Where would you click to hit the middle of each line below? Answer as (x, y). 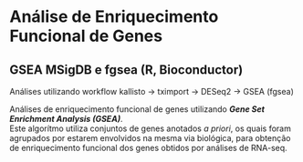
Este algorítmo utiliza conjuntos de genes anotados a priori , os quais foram (151, 128)
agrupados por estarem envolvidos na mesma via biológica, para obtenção (150, 138)
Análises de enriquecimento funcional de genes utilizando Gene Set (137, 109)
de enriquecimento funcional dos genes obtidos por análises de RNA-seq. (148, 148)
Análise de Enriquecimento (114, 17)
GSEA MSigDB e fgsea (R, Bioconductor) (126, 70)
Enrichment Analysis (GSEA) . (66, 119)
